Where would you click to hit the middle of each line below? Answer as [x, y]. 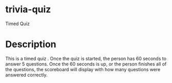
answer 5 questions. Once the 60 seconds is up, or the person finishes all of [86, 64]
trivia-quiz [28, 9]
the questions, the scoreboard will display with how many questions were [83, 69]
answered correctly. [26, 75]
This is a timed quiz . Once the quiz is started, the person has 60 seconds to [86, 58]
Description [31, 44]
